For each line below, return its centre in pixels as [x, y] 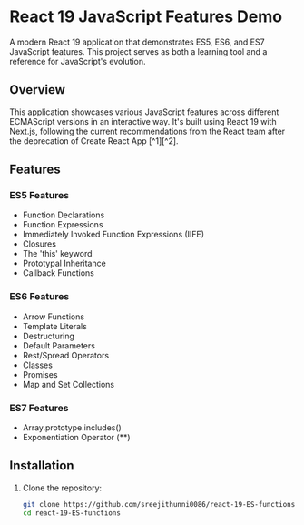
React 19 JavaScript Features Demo [146, 17]
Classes [37, 365]
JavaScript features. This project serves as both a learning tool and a [138, 51]
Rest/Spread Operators [66, 355]
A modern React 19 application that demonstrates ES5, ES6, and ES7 [137, 42]
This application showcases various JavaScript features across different [144, 112]
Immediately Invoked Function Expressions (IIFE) [113, 235]
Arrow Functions [53, 317]
